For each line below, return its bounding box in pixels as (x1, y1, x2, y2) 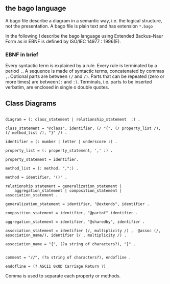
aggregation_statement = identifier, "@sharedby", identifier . (5, 219, 145, 224)
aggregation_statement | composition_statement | (14, 188, 123, 193)
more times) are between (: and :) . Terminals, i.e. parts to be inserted (5, 79, 152, 85)
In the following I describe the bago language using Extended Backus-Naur (5, 33, 163, 39)
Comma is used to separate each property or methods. (5, 272, 121, 279)
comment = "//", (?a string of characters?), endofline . (5, 254, 131, 260)
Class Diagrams (5, 99, 57, 107)
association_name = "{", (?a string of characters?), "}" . (5, 241, 136, 246)
